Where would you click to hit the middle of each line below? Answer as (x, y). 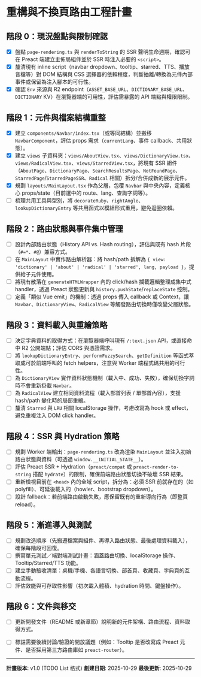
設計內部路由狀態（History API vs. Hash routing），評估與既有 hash (97, 244)
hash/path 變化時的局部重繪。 (52, 401)
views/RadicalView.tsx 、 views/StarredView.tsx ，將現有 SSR (90, 163)
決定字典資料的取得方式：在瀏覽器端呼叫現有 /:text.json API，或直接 (101, 341)
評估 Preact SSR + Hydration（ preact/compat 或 (73, 467)
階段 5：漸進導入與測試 (49, 525)
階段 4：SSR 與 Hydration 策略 (63, 436)
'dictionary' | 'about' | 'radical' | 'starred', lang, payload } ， (102, 267)
